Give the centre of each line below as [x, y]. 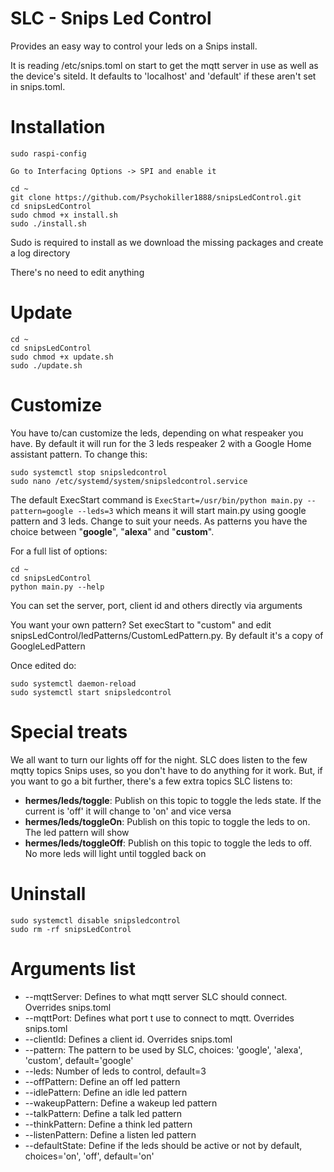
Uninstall [48, 893]
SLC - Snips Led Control [111, 18]
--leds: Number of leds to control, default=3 [115, 1071]
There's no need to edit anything [77, 272]
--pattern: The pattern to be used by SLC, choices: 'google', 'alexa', [163, 1049]
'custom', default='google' [79, 1060]
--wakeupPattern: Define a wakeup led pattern [121, 1103]
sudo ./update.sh [46, 365]
